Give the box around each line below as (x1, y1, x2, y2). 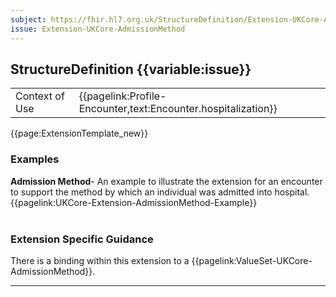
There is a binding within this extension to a (10, 254, 190, 266)
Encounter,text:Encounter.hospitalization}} (78, 102, 278, 116)
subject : (10, 14, 47, 25)
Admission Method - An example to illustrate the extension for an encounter (10, 175, 323, 187)
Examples (10, 152, 60, 166)
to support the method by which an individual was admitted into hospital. (10, 186, 310, 198)
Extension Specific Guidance (10, 232, 154, 246)
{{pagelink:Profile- (78, 89, 167, 103)
